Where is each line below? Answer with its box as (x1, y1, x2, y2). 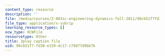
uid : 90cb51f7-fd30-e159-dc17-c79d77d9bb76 (5, 43, 96, 48)
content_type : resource (5, 7, 54, 12)
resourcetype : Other (5, 35, 48, 39)
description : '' (5, 12, 38, 17)
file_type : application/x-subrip (5, 20, 74, 26)
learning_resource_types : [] (5, 25, 65, 30)
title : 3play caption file (5, 39, 60, 44)
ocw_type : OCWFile (5, 30, 43, 35)
